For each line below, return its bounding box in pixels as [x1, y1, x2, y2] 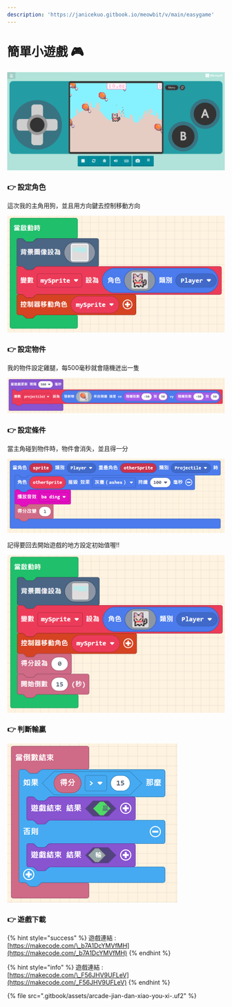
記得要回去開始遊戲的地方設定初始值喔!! [7, 540, 120, 549]
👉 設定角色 [7, 182, 46, 192]
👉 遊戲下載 [7, 914, 46, 924]
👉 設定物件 [7, 344, 46, 354]
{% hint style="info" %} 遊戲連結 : [7, 963, 104, 972]
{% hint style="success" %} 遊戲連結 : [7, 934, 117, 942]
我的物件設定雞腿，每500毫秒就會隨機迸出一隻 [7, 363, 139, 371]
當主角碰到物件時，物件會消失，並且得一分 [7, 444, 128, 452]
